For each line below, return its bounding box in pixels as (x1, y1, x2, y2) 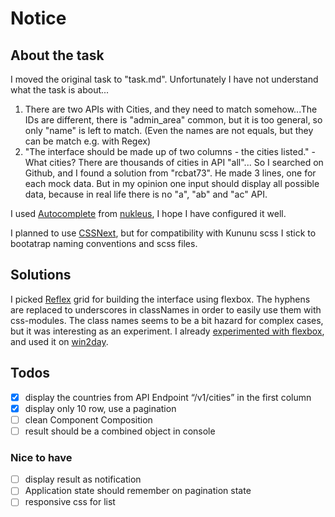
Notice (10, 7, 67, 30)
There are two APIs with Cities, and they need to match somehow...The (24, 103, 318, 115)
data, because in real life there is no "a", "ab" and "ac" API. (24, 188, 268, 200)
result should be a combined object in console (24, 425, 216, 437)
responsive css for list (24, 496, 116, 508)
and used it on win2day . (10, 335, 109, 347)
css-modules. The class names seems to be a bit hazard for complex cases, (10, 314, 324, 326)
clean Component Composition (24, 413, 153, 426)
